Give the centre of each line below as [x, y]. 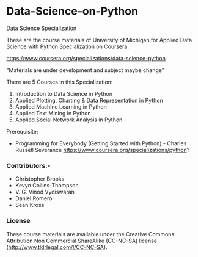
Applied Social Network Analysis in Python [69, 120]
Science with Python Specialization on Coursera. [68, 46]
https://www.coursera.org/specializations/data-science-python [86, 58]
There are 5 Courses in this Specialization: [60, 82]
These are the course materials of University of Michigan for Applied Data [99, 40]
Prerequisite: [22, 131]
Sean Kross [30, 205]
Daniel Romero [34, 198]
